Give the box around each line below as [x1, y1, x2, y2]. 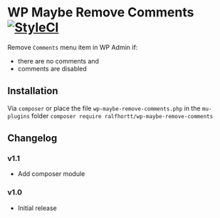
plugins [7, 113, 31, 120]
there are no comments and [17, 56, 100, 65]
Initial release [17, 204, 57, 212]
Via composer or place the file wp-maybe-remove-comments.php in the [7, 104, 201, 113]
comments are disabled [17, 64, 87, 73]
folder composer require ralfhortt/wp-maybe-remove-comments [31, 111, 214, 120]
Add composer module [17, 170, 85, 178]
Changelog [7, 133, 58, 145]
